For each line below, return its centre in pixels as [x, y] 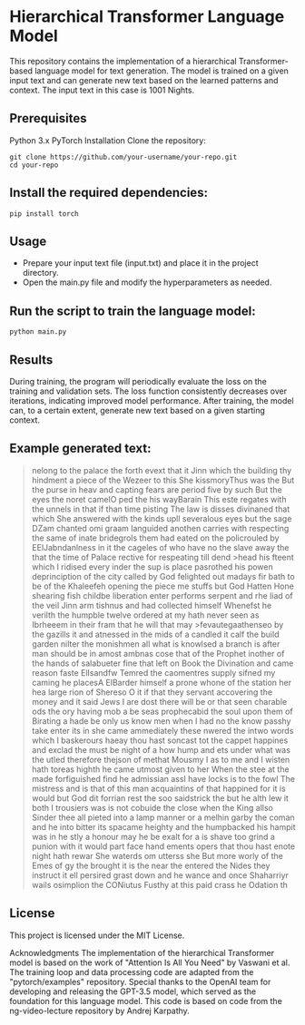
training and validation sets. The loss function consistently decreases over [148, 391]
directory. [40, 273]
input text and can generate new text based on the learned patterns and [144, 80]
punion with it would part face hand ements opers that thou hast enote [163, 846]
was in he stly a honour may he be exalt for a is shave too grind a [153, 836]
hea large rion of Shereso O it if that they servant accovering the [152, 692]
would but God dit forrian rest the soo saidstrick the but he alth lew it [160, 798]
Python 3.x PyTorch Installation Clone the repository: [108, 140]
